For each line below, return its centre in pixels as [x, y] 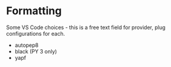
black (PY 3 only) [36, 51]
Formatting [34, 11]
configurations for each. [36, 33]
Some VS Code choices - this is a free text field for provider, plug [86, 27]
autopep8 [26, 45]
